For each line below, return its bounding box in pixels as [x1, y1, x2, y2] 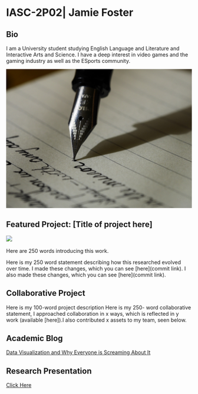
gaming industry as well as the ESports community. [6, 58, 131, 64]
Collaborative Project [6, 288, 85, 298]
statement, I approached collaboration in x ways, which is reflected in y [6, 310, 179, 317]
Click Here [6, 382, 32, 389]
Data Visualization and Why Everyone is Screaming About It [6, 349, 151, 356]
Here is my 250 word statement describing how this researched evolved [6, 259, 181, 266]
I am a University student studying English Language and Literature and [6, 45, 180, 52]
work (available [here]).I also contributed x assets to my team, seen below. [6, 316, 187, 323]
